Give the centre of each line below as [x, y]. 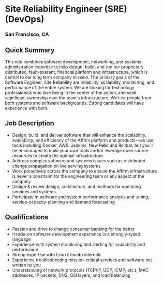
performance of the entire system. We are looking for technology [70, 87]
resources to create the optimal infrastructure [57, 156]
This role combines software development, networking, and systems [73, 62]
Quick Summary [30, 50]
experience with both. [27, 108]
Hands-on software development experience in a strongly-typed [76, 234]
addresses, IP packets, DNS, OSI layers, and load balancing [71, 275]
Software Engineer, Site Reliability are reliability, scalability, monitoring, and [80, 82]
